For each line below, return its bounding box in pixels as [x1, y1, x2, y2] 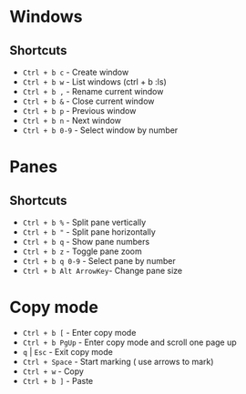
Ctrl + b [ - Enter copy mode [22, 327, 137, 338]
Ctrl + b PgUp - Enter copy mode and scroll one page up [22, 337, 237, 348]
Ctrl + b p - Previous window [22, 106, 137, 116]
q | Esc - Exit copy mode [22, 346, 114, 357]
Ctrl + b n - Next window [22, 116, 121, 126]
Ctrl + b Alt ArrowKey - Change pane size [22, 266, 183, 276]
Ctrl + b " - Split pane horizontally [22, 227, 157, 237]
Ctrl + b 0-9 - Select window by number [22, 125, 179, 136]
